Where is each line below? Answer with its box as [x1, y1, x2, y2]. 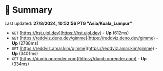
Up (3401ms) [11, 51, 38, 56]
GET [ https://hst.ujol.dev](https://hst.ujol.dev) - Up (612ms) [11, 30, 129, 35]
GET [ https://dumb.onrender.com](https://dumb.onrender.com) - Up [11, 55, 147, 61]
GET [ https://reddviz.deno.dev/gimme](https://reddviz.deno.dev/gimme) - [11, 35, 159, 41]
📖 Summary [4, 4, 53, 16]
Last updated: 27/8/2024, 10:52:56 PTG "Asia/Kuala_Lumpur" [4, 20, 132, 26]
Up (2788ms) [11, 40, 39, 46]
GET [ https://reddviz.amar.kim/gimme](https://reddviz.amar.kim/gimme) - [11, 45, 158, 51]
